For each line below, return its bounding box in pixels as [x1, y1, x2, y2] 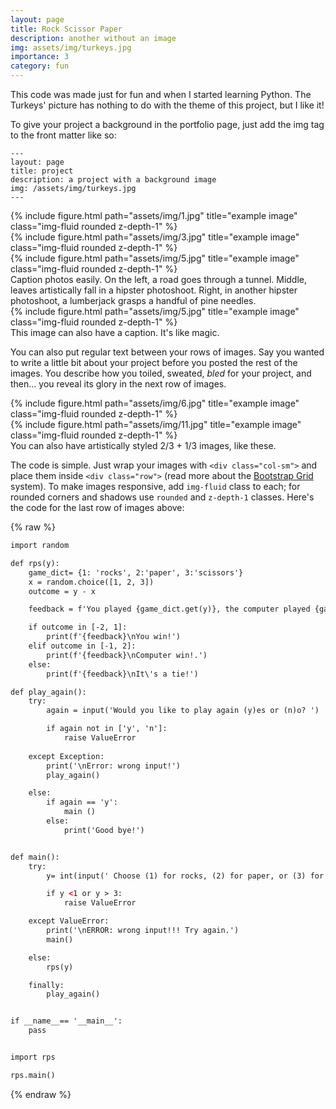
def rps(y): [10, 558, 60, 568]
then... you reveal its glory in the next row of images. [10, 378, 227, 390]
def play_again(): [10, 687, 87, 697]
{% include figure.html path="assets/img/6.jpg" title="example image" [10, 397, 300, 409]
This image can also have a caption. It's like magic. [10, 327, 220, 338]
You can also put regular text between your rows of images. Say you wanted [10, 346, 325, 358]
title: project [10, 166, 74, 176]
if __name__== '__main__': [10, 1016, 123, 1026]
